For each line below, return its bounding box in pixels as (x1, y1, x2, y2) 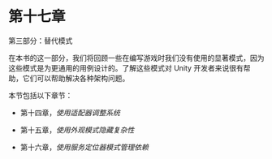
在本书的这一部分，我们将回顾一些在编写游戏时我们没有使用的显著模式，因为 (8, 53, 265, 62)
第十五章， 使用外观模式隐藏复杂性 (19, 125, 135, 135)
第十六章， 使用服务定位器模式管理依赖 (19, 142, 149, 152)
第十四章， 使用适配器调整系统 (19, 107, 120, 118)
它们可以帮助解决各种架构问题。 (22, 73, 130, 83)
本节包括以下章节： (8, 90, 73, 100)
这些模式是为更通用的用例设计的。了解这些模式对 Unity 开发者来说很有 (8, 62, 244, 73)
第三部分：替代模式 (8, 36, 73, 45)
